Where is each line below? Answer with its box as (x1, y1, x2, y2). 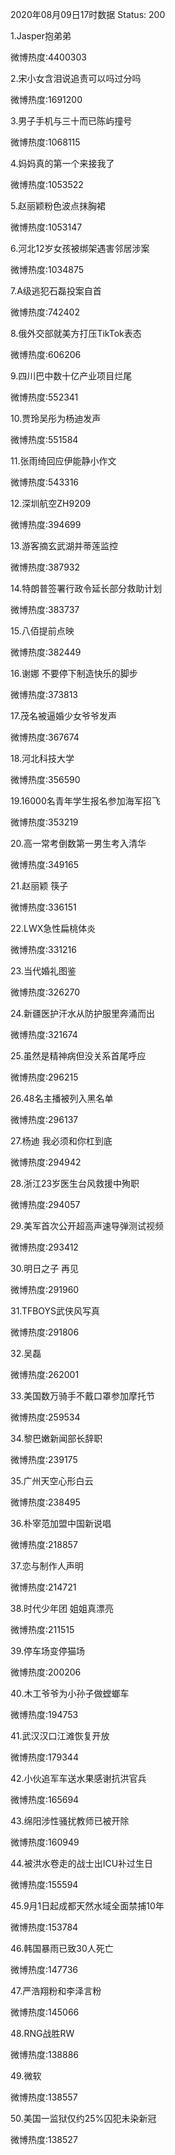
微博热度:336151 (10, 901, 77, 913)
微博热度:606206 (10, 349, 82, 360)
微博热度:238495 (10, 1496, 81, 1508)
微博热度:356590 (10, 774, 81, 785)
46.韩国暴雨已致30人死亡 (10, 1943, 114, 1954)
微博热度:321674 (10, 1029, 78, 1040)
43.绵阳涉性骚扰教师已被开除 (10, 1815, 130, 1827)
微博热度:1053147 (10, 221, 83, 233)
